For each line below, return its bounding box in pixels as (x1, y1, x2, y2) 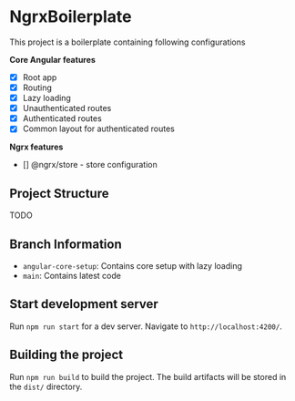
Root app (22, 71, 57, 83)
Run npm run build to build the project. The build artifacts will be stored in (9, 371, 287, 382)
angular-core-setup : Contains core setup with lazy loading (22, 260, 243, 271)
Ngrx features (9, 141, 64, 152)
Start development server (9, 296, 159, 312)
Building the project (9, 347, 124, 363)
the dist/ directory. (9, 381, 83, 392)
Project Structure (9, 185, 109, 201)
